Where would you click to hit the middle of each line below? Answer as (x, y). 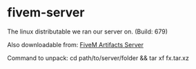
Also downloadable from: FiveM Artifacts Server (75, 44)
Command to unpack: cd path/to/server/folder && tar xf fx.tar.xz (98, 58)
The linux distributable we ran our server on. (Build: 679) (87, 31)
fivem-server (46, 13)
